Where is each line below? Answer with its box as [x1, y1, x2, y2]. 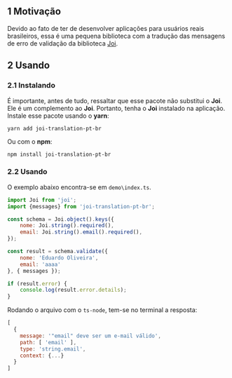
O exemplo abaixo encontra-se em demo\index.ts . [7, 182, 152, 191]
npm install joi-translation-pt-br [7, 151, 111, 158]
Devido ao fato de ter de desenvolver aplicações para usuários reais [7, 24, 205, 32]
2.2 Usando [7, 167, 48, 177]
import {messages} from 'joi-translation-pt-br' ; [7, 203, 156, 210]
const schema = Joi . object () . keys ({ [7, 215, 114, 223]
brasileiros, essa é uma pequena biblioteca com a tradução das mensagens [7, 32, 226, 40]
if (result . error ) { [7, 280, 68, 287]
